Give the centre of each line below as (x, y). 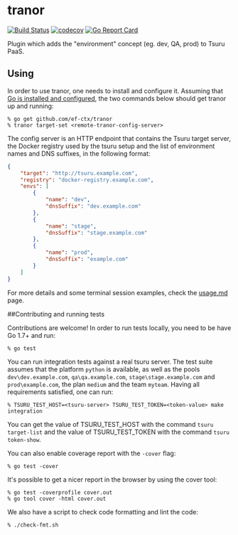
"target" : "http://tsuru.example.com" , (79, 173)
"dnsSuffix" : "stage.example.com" (96, 233)
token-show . (24, 439)
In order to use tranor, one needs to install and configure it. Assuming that (115, 90)
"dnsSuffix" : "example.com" (87, 259)
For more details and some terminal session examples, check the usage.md (118, 292)
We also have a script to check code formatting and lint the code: (103, 512)
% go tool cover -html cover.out (57, 499)
